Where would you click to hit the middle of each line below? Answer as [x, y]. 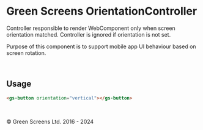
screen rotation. [26, 52]
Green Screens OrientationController [102, 11]
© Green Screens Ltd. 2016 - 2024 [50, 121]
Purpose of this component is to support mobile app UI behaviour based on [102, 46]
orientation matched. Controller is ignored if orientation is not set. [89, 34]
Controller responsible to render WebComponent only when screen [91, 28]
